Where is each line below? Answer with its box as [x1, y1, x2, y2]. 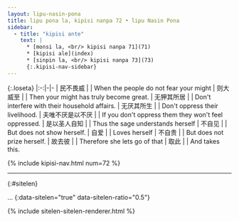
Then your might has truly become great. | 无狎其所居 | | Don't [29, 92, 211, 101]
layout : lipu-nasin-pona [7, 10, 81, 18]
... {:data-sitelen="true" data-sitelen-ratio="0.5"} [7, 193, 151, 201]
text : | [20, 37, 43, 44]
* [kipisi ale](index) [26, 50, 94, 58]
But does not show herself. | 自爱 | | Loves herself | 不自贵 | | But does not [7, 128, 224, 136]
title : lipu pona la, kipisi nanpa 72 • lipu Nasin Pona [7, 17, 180, 24]
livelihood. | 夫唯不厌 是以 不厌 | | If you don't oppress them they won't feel [7, 110, 223, 119]
